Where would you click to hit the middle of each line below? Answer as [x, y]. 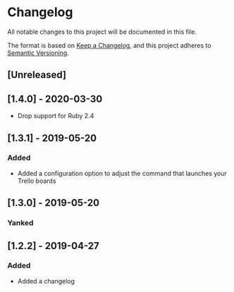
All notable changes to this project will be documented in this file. [102, 32]
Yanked [20, 223]
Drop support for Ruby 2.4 [56, 116]
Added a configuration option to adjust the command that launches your [122, 173]
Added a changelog [46, 281]
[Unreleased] [37, 75]
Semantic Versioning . [38, 53]
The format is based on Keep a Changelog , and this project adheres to [109, 45]
